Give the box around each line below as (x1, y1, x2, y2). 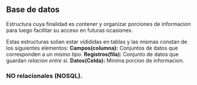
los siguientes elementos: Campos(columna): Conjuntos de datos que (6, 44, 178, 51)
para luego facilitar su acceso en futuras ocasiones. (6, 27, 134, 34)
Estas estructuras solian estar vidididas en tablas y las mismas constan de (6, 38, 188, 45)
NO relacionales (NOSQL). (6, 71, 83, 80)
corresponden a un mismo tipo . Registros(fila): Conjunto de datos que (6, 50, 179, 58)
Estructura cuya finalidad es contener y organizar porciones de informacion (6, 20, 191, 27)
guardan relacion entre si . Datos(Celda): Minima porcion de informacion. (6, 57, 185, 64)
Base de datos (6, 5, 60, 15)
